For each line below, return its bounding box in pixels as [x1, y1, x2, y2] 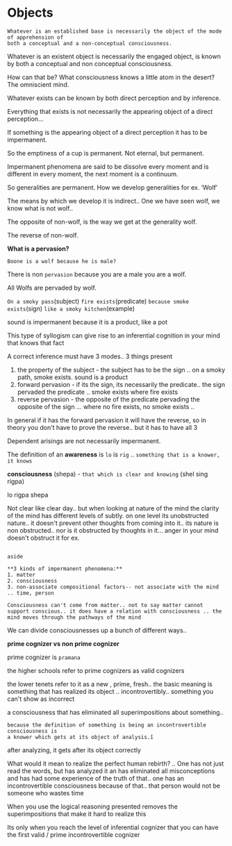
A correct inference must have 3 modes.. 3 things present [7, 352, 173, 360]
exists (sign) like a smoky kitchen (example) [7, 304, 135, 313]
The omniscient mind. [7, 80, 69, 88]
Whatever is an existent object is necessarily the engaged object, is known [7, 52, 221, 60]
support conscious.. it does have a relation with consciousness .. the [7, 608, 222, 615]
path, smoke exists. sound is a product [17, 373, 129, 381]
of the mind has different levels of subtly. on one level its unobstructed [7, 511, 209, 520]
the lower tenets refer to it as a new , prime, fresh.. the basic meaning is [7, 679, 213, 688]
